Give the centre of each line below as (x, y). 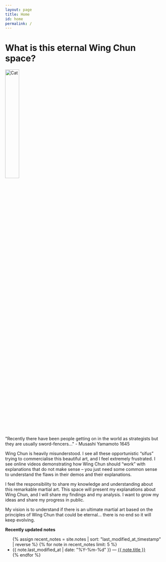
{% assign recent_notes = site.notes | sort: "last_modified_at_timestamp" (86, 539)
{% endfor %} (27, 555)
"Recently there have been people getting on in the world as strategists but (82, 439)
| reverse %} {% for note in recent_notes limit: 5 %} (65, 545)
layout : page (19, 10)
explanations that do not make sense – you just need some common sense (81, 469)
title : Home (17, 14)
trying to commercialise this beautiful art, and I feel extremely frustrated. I (80, 459)
